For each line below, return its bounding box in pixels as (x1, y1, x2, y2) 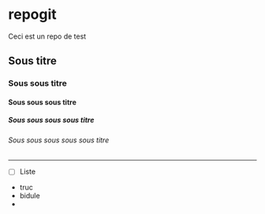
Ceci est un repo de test (8, 31, 87, 41)
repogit (8, 6, 57, 24)
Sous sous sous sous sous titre (8, 135, 110, 145)
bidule (19, 191, 41, 201)
